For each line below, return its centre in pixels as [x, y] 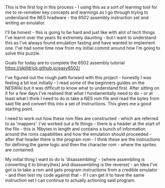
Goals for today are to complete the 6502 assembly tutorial [65, 63]
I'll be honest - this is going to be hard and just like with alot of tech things [80, 32]
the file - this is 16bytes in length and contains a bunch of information [75, 129]
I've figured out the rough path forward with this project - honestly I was [78, 78]
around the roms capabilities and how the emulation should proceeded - [78, 134]
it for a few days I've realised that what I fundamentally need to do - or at [79, 93]
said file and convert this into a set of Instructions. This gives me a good [78, 104]
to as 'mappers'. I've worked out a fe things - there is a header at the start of [82, 124]
